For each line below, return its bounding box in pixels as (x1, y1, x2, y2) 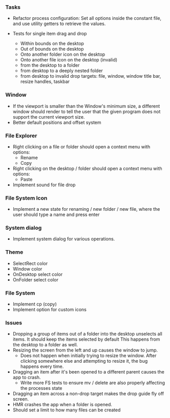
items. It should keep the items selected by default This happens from (12, 336, 160, 342)
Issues (5, 319, 23, 326)
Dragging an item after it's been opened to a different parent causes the (12, 369, 165, 375)
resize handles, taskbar (20, 78, 70, 85)
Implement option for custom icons (12, 306, 87, 313)
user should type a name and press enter (12, 211, 100, 218)
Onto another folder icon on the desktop (20, 51, 105, 57)
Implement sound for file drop (12, 182, 76, 188)
